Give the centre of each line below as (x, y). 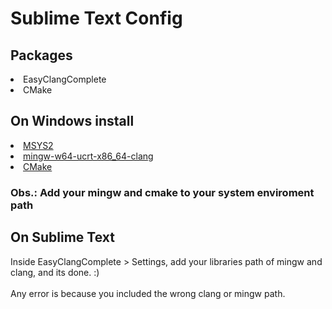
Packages (41, 55)
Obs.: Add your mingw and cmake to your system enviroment (162, 192)
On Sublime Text (62, 237)
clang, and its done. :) (55, 272)
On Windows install (72, 121)
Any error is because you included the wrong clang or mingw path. (148, 293)
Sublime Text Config (96, 18)
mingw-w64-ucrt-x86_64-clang (88, 156)
